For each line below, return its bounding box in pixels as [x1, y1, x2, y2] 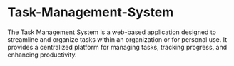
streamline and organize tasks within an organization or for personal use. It [7, 35, 227, 43]
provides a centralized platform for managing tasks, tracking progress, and [7, 43, 228, 51]
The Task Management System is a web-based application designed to [7, 28, 216, 36]
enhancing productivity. [7, 50, 77, 59]
